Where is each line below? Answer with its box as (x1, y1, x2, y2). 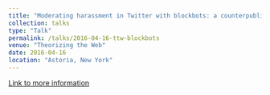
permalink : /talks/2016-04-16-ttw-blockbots (8, 34, 160, 42)
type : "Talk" (8, 26, 52, 34)
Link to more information (8, 77, 90, 88)
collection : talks (8, 19, 70, 27)
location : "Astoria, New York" (8, 57, 113, 65)
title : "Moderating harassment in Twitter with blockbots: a (8, 11, 218, 20)
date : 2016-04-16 (8, 49, 67, 57)
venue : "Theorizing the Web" (8, 42, 106, 49)
